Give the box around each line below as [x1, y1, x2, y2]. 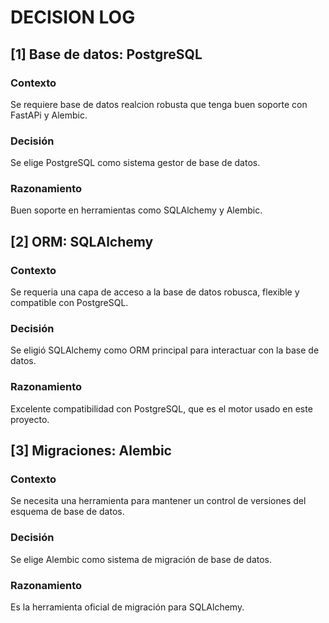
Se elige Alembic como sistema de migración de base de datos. [10, 553, 273, 565]
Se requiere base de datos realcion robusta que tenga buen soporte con [10, 98, 308, 110]
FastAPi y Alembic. [10, 109, 88, 121]
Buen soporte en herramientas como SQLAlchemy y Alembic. [10, 204, 263, 216]
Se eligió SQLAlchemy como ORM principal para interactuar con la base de [10, 344, 320, 356]
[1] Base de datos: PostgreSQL [10, 46, 203, 63]
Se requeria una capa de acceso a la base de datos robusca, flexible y [10, 286, 300, 298]
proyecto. [10, 413, 50, 425]
